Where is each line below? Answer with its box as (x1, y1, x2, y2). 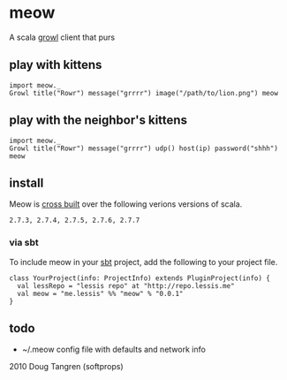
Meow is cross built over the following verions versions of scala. (9, 199, 243, 209)
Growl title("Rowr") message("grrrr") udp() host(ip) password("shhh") (9, 144, 278, 153)
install (9, 175, 44, 190)
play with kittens (9, 57, 102, 72)
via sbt (9, 237, 40, 249)
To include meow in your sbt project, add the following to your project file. (9, 256, 278, 267)
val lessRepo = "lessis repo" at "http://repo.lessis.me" (17, 281, 236, 290)
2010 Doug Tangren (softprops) (9, 361, 124, 372)
